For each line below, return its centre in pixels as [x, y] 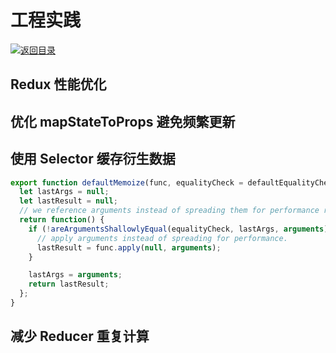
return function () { [62, 220]
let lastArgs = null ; [64, 192]
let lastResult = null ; [68, 201]
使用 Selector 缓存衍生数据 [93, 159]
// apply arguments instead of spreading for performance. [162, 238]
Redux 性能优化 [58, 84]
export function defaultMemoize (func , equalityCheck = [127, 182]
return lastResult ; [69, 284]
